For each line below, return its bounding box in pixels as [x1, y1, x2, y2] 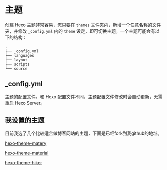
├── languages [5, 53, 35, 58]
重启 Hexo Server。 [5, 100, 45, 106]
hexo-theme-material [5, 150, 49, 156]
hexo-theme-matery [5, 140, 47, 146]
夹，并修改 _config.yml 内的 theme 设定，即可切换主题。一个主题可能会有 [5, 28, 156, 34]
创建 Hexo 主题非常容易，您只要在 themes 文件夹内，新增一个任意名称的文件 [5, 22, 161, 28]
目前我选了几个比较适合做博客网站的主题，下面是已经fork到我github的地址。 [5, 130, 162, 136]
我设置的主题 [5, 116, 45, 125]
